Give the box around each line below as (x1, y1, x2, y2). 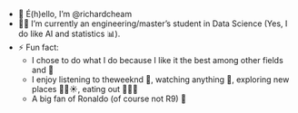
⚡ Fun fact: (17, 42, 59, 52)
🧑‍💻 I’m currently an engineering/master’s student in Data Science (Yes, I (17, 18, 288, 29)
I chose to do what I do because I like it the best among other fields (31, 55, 283, 65)
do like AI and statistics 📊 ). (17, 28, 121, 39)
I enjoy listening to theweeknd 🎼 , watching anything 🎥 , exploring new (31, 74, 290, 85)
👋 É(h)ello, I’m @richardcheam (17, 9, 133, 19)
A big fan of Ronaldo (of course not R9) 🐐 (31, 93, 186, 104)
